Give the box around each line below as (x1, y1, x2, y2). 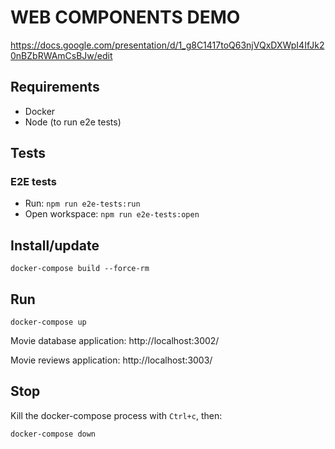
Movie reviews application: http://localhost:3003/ (10, 354, 213, 366)
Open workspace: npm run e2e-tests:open (24, 208, 200, 220)
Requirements (10, 79, 100, 96)
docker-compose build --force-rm (10, 264, 150, 274)
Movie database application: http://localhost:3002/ (10, 335, 220, 347)
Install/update (10, 237, 100, 254)
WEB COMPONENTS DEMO (10, 6, 241, 29)
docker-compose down (10, 429, 97, 439)
